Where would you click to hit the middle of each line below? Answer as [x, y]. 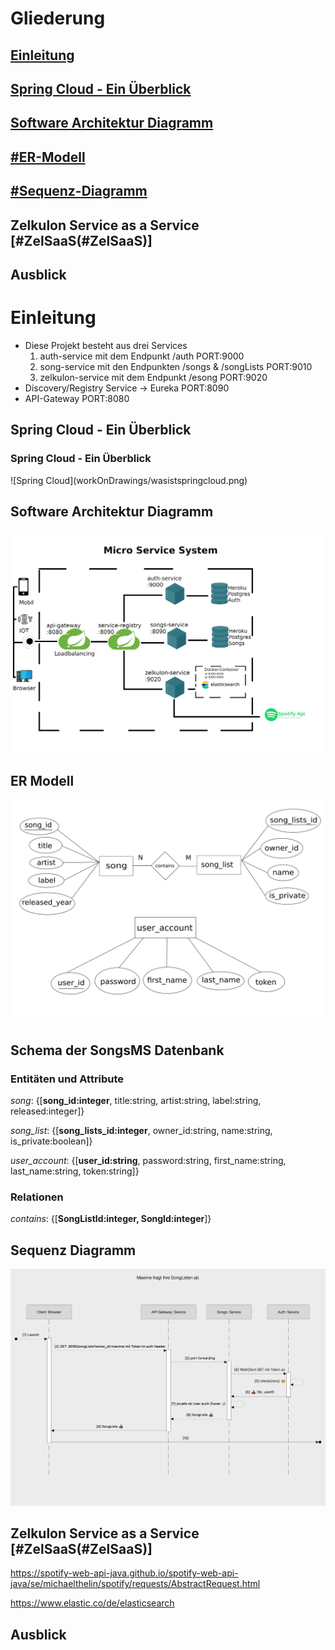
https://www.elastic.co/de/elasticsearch [92, 1603]
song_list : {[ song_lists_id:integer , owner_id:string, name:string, [141, 1131]
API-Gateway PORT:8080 [77, 398]
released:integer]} [47, 1111]
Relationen [37, 1197]
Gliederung [58, 18]
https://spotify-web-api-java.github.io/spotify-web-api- [124, 1573]
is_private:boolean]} [51, 1141]
